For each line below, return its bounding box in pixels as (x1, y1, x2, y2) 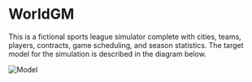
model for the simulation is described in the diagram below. (8, 49, 207, 58)
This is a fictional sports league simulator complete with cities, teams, (8, 32, 241, 41)
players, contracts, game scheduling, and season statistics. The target (8, 40, 244, 50)
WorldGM (8, 5, 75, 24)
